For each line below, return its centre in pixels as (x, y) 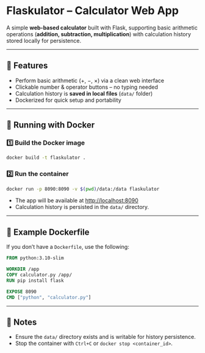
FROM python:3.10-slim (35, 258)
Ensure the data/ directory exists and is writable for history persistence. (106, 337)
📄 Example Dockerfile (48, 232)
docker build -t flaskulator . (46, 158)
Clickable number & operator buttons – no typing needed (87, 87)
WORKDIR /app (23, 269)
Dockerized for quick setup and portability (68, 100)
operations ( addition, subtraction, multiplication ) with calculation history (99, 34)
